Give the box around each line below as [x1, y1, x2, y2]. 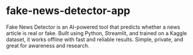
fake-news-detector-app [6, 4, 131, 18]
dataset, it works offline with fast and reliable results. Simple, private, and [6, 36, 184, 43]
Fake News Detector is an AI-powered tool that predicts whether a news [6, 23, 181, 30]
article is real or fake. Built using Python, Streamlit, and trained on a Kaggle [6, 29, 187, 36]
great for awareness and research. [6, 42, 90, 49]
